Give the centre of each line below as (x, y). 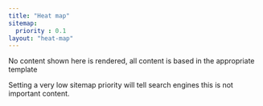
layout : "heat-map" (41, 38)
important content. (39, 94)
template (23, 70)
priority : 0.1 (41, 31)
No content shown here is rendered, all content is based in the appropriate (131, 61)
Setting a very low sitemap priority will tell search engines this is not (121, 85)
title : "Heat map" (39, 16)
